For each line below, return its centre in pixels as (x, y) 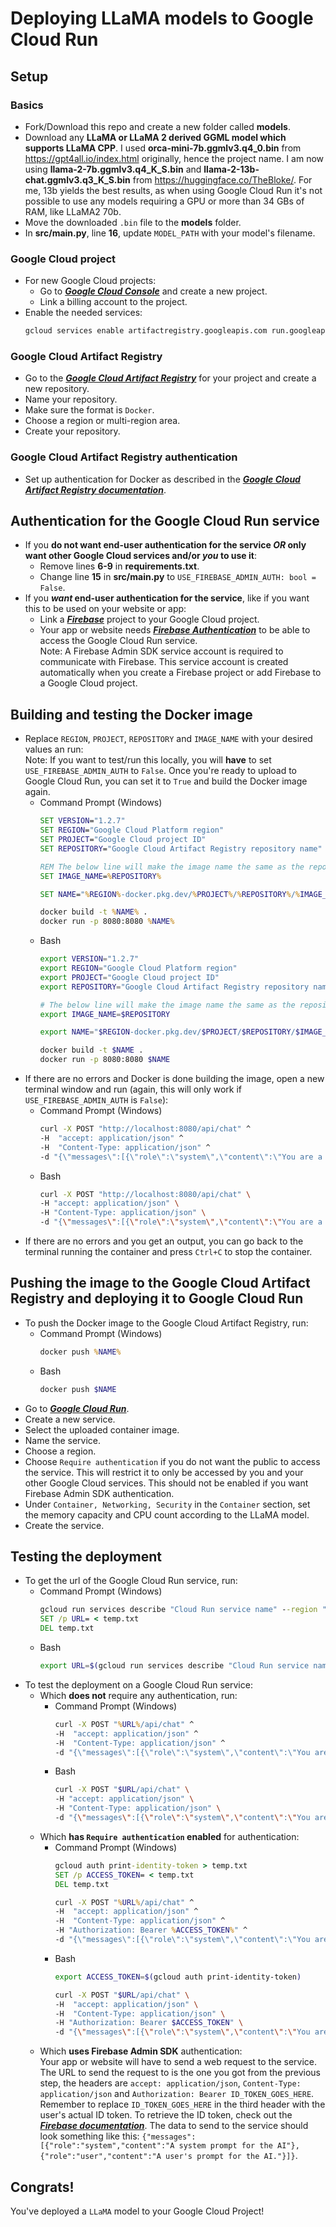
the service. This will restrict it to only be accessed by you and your (164, 1472)
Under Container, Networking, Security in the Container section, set (167, 1504)
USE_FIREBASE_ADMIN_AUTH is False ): (96, 1100)
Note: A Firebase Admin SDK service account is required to (161, 651)
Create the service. (64, 1525)
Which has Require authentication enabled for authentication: (169, 1836)
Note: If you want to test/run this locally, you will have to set (148, 760)
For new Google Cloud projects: (90, 281)
